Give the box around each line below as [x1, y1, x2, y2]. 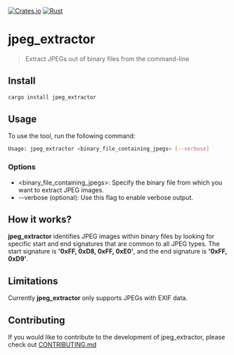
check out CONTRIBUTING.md [8, 340, 97, 349]
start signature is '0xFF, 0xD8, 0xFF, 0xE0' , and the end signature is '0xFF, [8, 247, 228, 256]
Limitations [8, 275, 58, 287]
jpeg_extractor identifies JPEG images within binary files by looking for [8, 232, 215, 241]
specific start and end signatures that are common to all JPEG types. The [8, 239, 220, 248]
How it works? [8, 213, 72, 225]
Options [8, 162, 36, 172]
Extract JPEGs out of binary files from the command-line [25, 54, 190, 63]
